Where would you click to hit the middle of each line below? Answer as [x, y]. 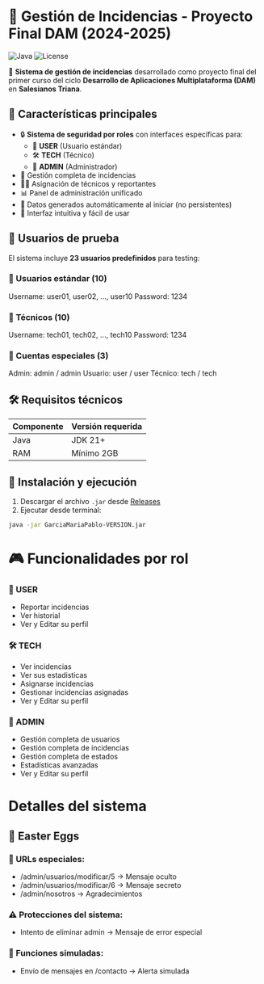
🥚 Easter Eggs [44, 836]
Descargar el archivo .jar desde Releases [90, 502]
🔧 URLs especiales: [46, 859]
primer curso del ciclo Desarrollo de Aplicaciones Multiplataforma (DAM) [132, 80]
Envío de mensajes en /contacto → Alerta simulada [105, 971]
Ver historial [40, 616]
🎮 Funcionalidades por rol [98, 559]
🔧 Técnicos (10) [39, 317]
